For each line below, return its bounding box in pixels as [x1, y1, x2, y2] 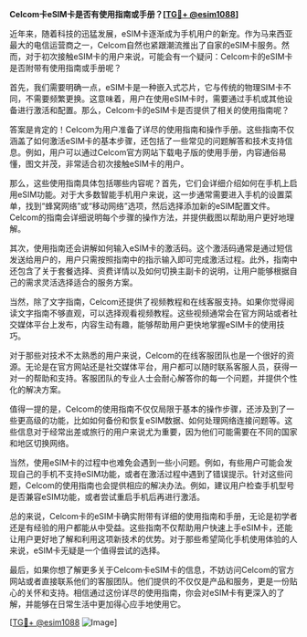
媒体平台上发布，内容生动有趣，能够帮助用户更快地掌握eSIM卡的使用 [16, 319, 277, 329]
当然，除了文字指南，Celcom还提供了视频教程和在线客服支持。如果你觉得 [9, 297, 287, 307]
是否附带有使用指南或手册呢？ [9, 63, 122, 73]
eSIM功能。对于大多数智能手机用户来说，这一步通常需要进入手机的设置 [16, 189, 285, 200]
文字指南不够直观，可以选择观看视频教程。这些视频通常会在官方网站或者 [16, 308, 290, 318]
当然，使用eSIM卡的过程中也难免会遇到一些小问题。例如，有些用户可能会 [9, 457, 285, 468]
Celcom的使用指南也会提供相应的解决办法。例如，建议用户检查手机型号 [25, 480, 295, 491]
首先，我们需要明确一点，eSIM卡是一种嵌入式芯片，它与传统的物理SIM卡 [9, 82, 283, 92]
